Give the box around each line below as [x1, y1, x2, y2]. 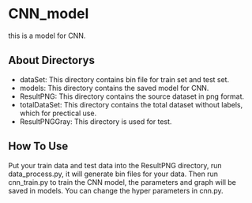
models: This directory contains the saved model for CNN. [19, 83, 209, 92]
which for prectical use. [19, 108, 97, 118]
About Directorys [8, 54, 95, 67]
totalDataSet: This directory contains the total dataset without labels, [19, 100, 243, 109]
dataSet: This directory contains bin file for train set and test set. [19, 74, 230, 84]
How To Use [8, 140, 69, 153]
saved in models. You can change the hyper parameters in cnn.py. [8, 186, 224, 195]
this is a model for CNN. [8, 31, 86, 40]
